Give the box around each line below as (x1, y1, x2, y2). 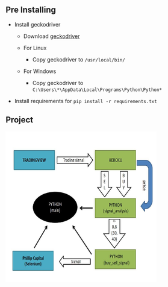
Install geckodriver (14, 20, 61, 28)
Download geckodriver (23, 33, 80, 40)
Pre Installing (5, 5, 57, 15)
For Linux (23, 44, 47, 51)
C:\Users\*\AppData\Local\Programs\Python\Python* (32, 87, 163, 93)
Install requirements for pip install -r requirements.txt (14, 97, 157, 104)
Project (5, 115, 34, 125)
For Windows (23, 68, 57, 75)
